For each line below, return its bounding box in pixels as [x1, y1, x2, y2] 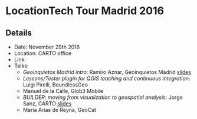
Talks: [14, 62, 29, 69]
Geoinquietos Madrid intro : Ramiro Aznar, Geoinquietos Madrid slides [22, 69, 192, 75]
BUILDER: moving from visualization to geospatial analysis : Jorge [22, 94, 183, 101]
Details [5, 28, 32, 38]
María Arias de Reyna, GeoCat [22, 107, 97, 113]
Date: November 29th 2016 [14, 43, 80, 50]
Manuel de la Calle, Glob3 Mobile [22, 88, 104, 94]
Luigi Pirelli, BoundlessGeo [22, 81, 88, 88]
